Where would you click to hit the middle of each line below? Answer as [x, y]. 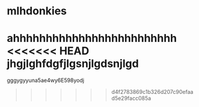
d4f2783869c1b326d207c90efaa [152, 92]
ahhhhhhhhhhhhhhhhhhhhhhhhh [92, 39]
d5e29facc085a [131, 98]
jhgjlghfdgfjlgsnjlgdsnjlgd [73, 64]
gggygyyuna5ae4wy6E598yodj [46, 80]
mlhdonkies [37, 11]
